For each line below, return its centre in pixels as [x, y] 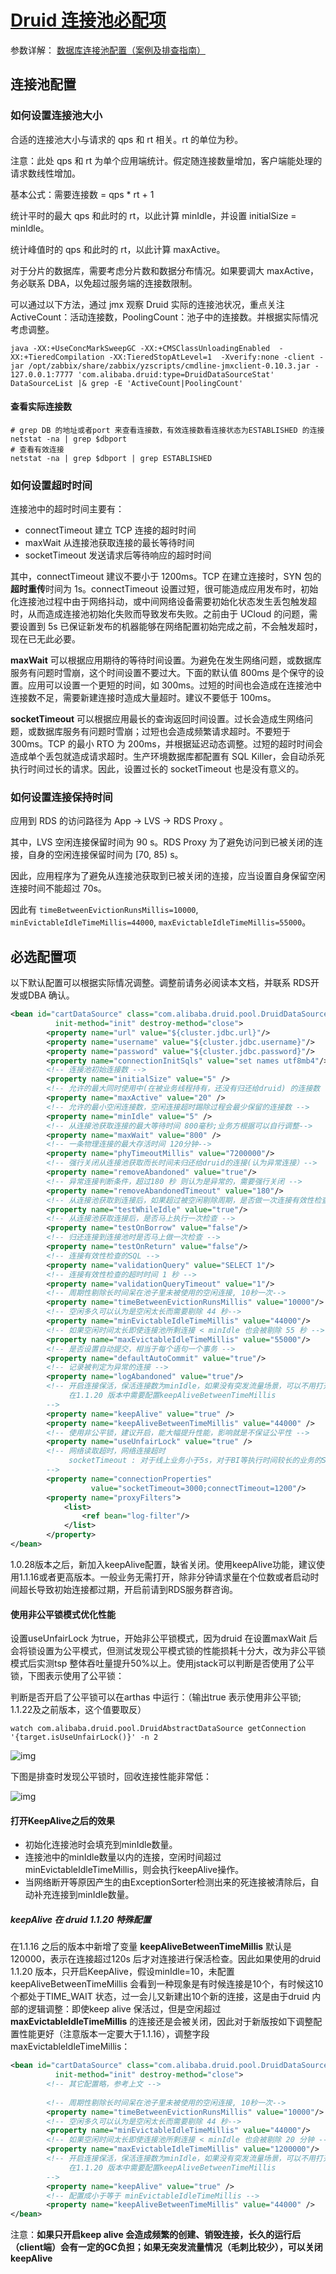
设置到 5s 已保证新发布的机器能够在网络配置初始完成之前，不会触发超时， [170, 627]
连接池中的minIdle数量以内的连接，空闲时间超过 [123, 1857]
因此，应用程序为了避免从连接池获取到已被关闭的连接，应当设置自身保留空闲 [168, 876]
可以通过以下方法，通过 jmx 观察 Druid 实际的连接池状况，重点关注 [147, 304]
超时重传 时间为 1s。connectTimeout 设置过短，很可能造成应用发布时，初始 [164, 589]
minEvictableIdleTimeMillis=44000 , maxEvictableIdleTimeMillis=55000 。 [161, 922]
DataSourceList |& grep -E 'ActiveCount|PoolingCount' [127, 383]
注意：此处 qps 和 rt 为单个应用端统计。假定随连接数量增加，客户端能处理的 [166, 160]
